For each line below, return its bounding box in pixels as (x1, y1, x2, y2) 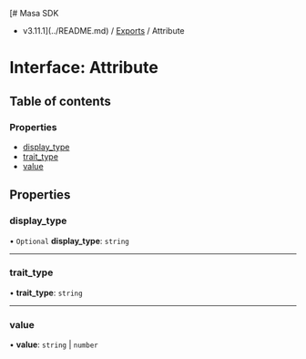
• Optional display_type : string (9, 235, 129, 246)
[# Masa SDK (9, 8, 59, 18)
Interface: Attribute (9, 57, 159, 78)
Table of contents (9, 93, 111, 108)
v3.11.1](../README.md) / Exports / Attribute (22, 26, 185, 36)
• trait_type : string (9, 287, 84, 298)
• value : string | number (9, 339, 98, 350)
